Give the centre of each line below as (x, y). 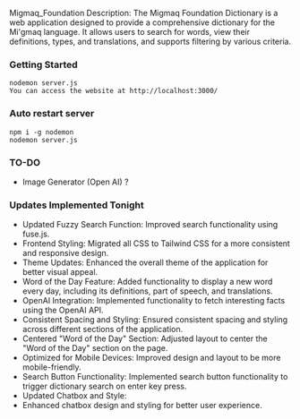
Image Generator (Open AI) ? (75, 182)
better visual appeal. (60, 272)
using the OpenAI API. (63, 310)
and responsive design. (65, 253)
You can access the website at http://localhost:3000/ (114, 91)
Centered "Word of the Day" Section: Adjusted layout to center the (145, 338)
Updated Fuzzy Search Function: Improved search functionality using (150, 225)
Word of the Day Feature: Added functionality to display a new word (147, 282)
